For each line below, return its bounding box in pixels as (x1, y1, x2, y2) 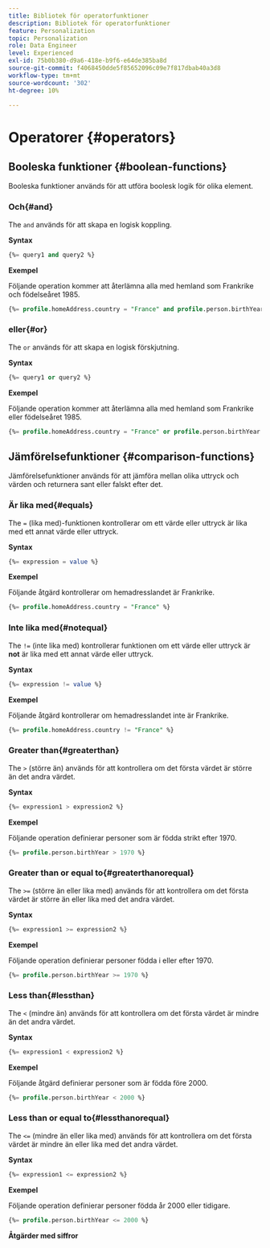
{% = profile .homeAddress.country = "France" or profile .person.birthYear (8, 428, 261, 436)
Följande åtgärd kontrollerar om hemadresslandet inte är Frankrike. (8, 710, 229, 720)
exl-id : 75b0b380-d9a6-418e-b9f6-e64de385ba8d (8, 57, 167, 65)
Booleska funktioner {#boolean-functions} (8, 160, 227, 174)
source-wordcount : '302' (8, 79, 92, 87)
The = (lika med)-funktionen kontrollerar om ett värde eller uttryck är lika (8, 518, 247, 527)
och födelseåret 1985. (8, 289, 80, 299)
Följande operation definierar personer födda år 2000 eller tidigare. (8, 1201, 231, 1210)
